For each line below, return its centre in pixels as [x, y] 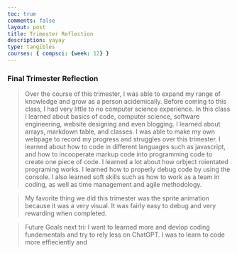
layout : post [27, 27]
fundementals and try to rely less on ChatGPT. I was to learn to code [125, 235]
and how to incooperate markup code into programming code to [118, 154]
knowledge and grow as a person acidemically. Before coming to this [126, 102]
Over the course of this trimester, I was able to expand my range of [123, 94]
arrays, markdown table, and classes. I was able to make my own [120, 131]
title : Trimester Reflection [50, 34]
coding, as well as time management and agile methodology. [113, 185]
